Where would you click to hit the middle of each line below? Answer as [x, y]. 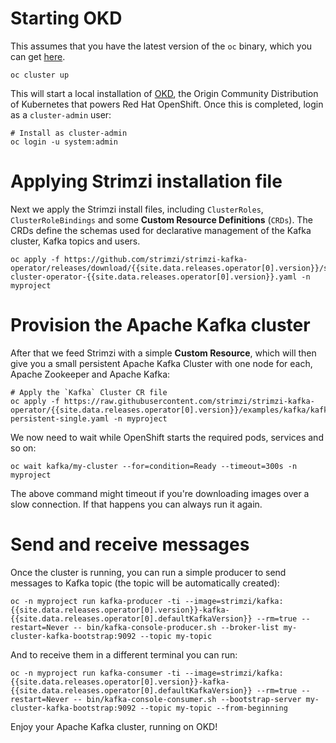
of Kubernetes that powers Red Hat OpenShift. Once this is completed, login [167, 104]
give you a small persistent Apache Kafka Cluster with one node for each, [161, 363]
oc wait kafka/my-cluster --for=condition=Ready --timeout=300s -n [154, 466]
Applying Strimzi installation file [146, 181]
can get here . [38, 56]
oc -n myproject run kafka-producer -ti [96, 601]
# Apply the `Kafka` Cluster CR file [89, 392]
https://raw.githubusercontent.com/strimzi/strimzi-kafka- [189, 401]
